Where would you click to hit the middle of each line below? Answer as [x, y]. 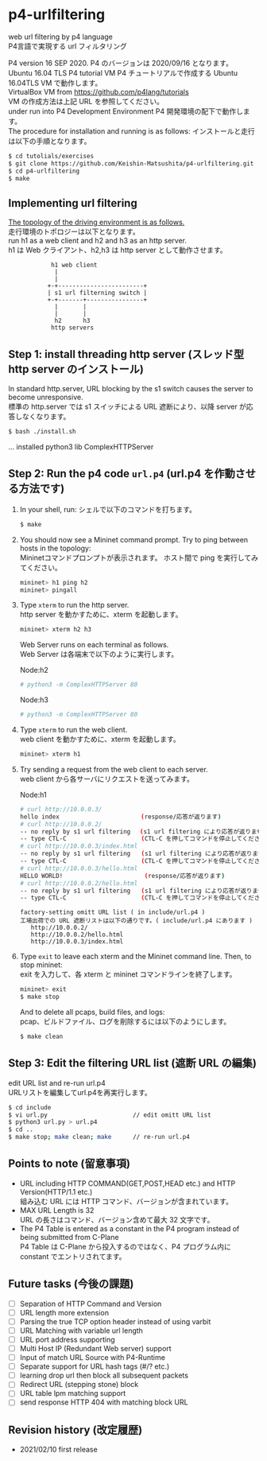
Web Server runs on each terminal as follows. [94, 645]
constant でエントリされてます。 [73, 1256]
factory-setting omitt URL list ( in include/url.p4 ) [112, 912]
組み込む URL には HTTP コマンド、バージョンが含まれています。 [126, 1201]
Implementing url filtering [73, 203]
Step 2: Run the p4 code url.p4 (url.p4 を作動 [122, 474]
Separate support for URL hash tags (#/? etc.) [95, 1366]
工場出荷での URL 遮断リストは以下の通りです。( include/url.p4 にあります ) [136, 921]
